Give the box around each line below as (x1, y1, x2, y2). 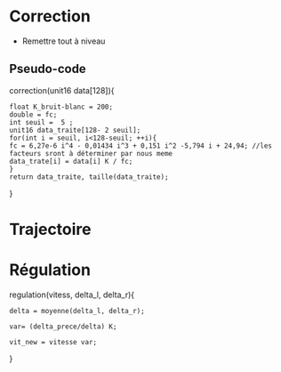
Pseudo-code (9, 61, 86, 77)
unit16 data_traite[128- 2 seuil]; (9, 125, 141, 134)
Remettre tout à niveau (21, 36, 106, 46)
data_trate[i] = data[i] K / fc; (9, 157, 133, 166)
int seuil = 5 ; (9, 117, 74, 126)
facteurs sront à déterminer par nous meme (9, 149, 173, 158)
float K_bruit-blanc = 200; (9, 102, 114, 111)
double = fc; (9, 109, 58, 119)
